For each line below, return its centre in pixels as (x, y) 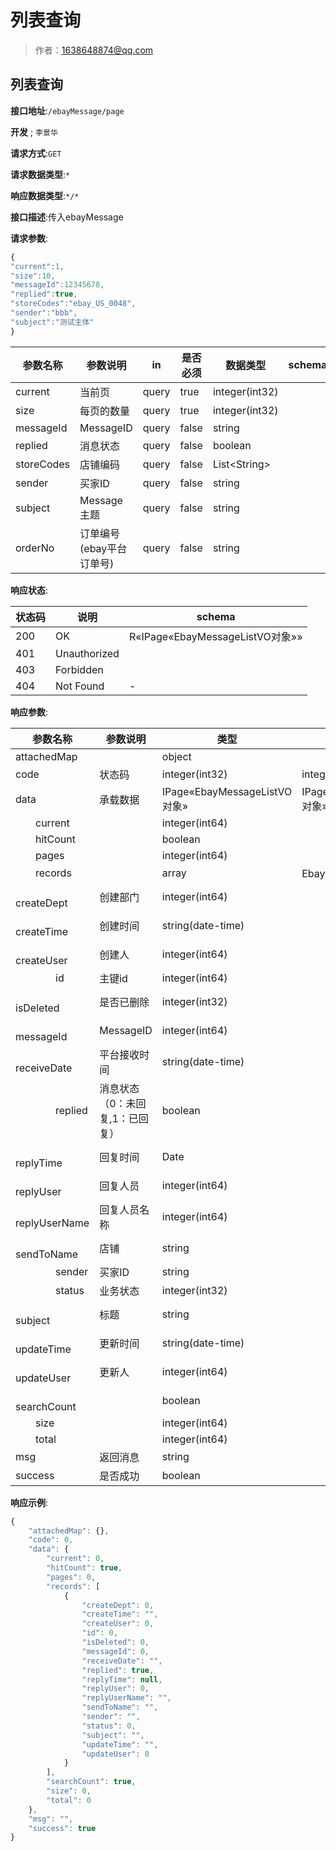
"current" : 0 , (75, 1559)
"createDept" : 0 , (118, 1605)
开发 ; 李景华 (34, 132)
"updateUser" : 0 (115, 1754)
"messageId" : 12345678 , (57, 285)
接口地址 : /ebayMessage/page (67, 110)
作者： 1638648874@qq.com (94, 50)
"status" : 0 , (109, 1726)
